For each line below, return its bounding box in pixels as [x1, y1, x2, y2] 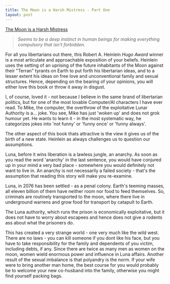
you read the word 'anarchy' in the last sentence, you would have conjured [5, 156, 161, 163]
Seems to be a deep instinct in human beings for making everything [17, 36, 160, 42]
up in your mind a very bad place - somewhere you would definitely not [5, 162, 155, 168]
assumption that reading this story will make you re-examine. [5, 173, 133, 179]
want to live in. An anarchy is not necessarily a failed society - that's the [5, 167, 156, 174]
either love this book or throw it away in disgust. [5, 83, 106, 90]
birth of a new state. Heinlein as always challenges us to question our [5, 136, 151, 142]
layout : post [5, 12, 33, 17]
